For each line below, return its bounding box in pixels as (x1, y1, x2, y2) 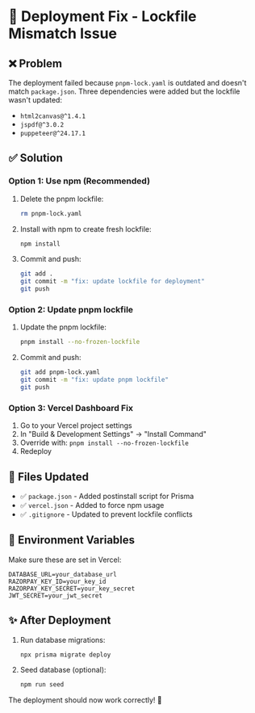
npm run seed (19, 681, 65, 689)
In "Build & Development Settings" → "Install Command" (19, 430, 207, 439)
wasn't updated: (8, 95, 63, 104)
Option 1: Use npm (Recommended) (8, 175, 151, 187)
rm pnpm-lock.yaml (19, 209, 82, 217)
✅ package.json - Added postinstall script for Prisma (19, 491, 194, 501)
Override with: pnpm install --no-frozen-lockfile (19, 438, 190, 447)
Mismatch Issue (8, 24, 118, 43)
